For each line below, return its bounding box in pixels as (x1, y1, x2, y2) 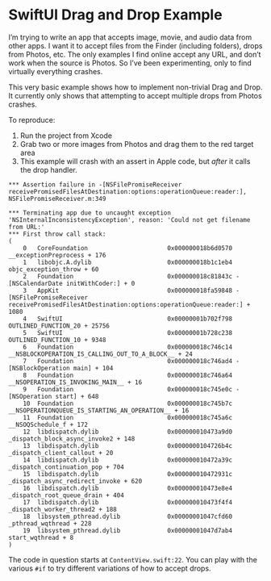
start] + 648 (55, 392, 99, 400)
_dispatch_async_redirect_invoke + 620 (8, 477, 143, 485)
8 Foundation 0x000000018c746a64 (23, 371, 232, 379)
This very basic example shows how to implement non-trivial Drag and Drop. (8, 82, 263, 92)
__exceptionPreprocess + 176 (8, 251, 106, 259)
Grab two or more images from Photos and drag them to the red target (19, 139, 254, 148)
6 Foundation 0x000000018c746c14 (23, 343, 232, 351)
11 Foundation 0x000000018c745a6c (23, 413, 232, 421)
